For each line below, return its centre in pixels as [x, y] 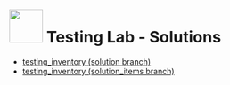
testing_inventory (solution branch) [86, 61]
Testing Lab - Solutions [133, 38]
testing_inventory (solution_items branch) [99, 71]
